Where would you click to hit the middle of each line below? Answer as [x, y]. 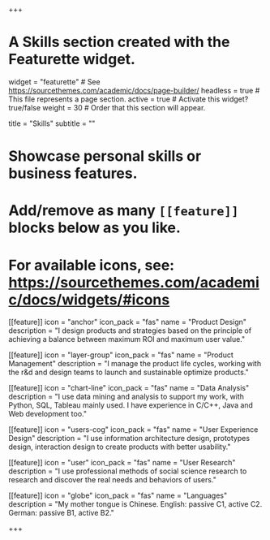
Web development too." [48, 414]
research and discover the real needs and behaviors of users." [113, 480]
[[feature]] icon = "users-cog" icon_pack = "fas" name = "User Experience [133, 430]
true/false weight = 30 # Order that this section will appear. [107, 107]
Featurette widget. [72, 60]
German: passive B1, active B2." [62, 513]
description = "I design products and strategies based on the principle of [130, 330]
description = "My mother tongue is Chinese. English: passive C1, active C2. [135, 504]
